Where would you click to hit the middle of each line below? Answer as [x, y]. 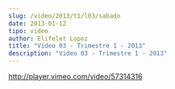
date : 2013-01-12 [37, 23]
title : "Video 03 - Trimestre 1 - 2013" [77, 46]
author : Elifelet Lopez [48, 38]
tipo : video [28, 31]
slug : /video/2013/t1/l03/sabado [65, 16]
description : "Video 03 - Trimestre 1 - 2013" [88, 53]
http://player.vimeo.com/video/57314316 [75, 76]
